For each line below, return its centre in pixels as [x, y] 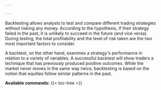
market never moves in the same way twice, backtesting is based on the [77, 68]
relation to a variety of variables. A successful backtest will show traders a [79, 58]
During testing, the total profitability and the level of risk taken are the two [79, 38]
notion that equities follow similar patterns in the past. [59, 74]
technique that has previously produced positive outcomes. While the [74, 63]
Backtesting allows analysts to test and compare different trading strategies [80, 23]
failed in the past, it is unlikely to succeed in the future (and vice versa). [76, 33]
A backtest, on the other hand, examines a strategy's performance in [74, 53]
